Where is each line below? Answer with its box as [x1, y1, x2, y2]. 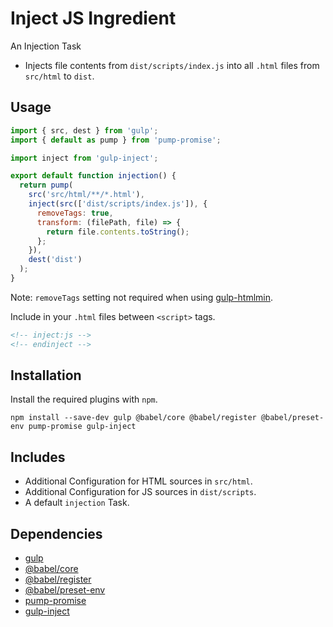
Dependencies [10, 525, 103, 542]
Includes [10, 448, 66, 466]
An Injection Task [10, 40, 82, 52]
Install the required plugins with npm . [10, 393, 158, 406]
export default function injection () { [10, 171, 177, 181]
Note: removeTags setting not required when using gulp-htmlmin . [10, 291, 274, 303]
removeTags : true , [36, 208, 114, 218]
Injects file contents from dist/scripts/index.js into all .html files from [24, 59, 320, 71]
